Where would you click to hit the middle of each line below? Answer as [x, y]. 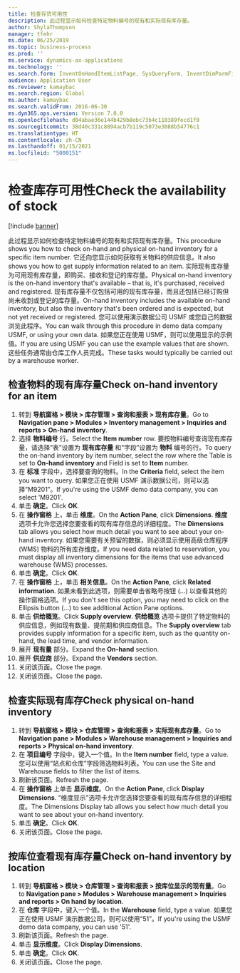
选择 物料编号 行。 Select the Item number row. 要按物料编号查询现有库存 [125, 438]
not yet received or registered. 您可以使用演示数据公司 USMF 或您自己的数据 [120, 316]
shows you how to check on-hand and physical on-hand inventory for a [113, 248]
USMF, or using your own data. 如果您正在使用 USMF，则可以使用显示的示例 [120, 334]
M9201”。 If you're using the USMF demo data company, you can [123, 489]
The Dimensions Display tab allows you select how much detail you [130, 806]
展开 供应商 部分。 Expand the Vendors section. [88, 658]
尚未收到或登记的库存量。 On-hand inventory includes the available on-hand [119, 300]
